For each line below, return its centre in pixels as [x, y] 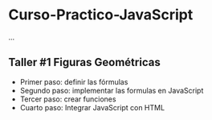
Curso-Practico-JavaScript [101, 15]
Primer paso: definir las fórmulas [74, 81]
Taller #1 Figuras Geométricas [84, 62]
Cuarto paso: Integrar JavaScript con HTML [92, 107]
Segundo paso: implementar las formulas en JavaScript [112, 90]
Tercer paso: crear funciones [68, 99]
